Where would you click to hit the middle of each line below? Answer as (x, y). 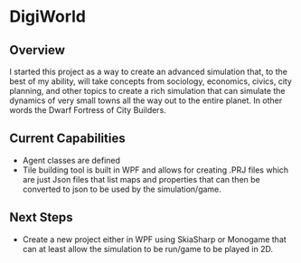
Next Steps (41, 217)
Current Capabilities (67, 139)
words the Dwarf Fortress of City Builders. (88, 110)
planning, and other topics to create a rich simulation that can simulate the (148, 91)
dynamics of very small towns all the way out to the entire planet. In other (146, 100)
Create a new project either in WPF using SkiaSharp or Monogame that (154, 239)
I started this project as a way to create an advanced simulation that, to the (148, 71)
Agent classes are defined (71, 160)
